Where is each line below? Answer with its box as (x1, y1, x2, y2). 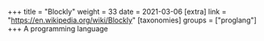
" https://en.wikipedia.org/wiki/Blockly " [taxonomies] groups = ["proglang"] (7, 15, 258, 25)
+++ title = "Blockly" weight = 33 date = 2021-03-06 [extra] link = (7, 7, 227, 16)
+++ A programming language (7, 24, 108, 33)
